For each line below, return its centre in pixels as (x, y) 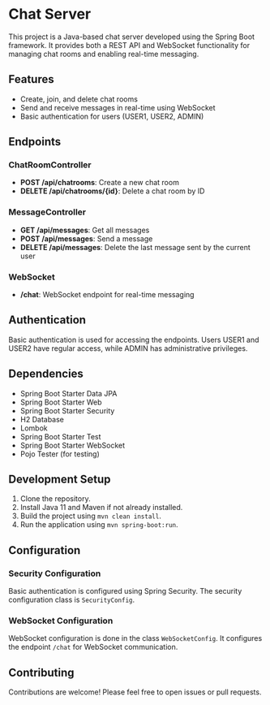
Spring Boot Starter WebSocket (73, 445)
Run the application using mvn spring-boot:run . (99, 525)
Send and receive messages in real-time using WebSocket (118, 107)
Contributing (41, 672)
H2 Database (42, 419)
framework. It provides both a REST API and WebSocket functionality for (129, 45)
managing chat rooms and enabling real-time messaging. (104, 54)
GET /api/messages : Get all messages (85, 230)
